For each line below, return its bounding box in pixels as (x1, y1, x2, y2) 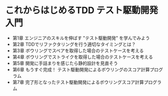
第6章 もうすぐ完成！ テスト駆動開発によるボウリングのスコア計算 (12, 66, 150, 72)
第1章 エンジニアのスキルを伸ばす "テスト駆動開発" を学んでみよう (12, 35, 150, 41)
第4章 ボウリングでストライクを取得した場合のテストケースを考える (12, 54, 153, 60)
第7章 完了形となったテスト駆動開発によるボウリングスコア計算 (12, 79, 144, 85)
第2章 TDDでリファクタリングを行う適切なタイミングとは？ (12, 41, 136, 47)
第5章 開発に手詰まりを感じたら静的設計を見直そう (12, 60, 118, 66)
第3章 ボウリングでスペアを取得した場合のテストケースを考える (12, 47, 144, 54)
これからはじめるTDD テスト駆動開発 (5, 5, 158, 16)
